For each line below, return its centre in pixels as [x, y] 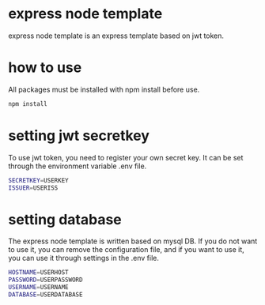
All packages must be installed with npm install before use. [104, 89]
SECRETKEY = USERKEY [38, 180]
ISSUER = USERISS [33, 188]
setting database [65, 219]
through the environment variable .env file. [78, 166]
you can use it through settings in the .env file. [84, 258]
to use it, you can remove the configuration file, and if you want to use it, [127, 250]
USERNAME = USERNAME [38, 288]
